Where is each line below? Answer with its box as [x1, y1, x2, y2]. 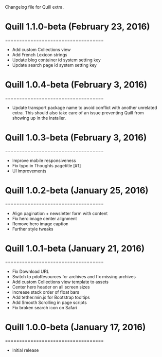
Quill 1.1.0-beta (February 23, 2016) [5, 21, 150, 32]
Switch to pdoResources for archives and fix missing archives [12, 273, 136, 279]
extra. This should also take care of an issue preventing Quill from [12, 109, 144, 116]
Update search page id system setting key [12, 62, 97, 68]
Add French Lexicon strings [12, 52, 68, 57]
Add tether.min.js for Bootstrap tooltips [12, 294, 90, 300]
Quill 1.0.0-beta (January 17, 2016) [5, 321, 146, 333]
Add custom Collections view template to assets [12, 279, 108, 285]
